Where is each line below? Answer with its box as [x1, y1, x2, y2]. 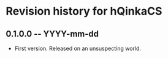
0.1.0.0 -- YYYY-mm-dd [6, 29, 99, 39]
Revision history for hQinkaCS [6, 4, 162, 18]
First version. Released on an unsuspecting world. [14, 45, 142, 52]
